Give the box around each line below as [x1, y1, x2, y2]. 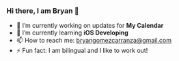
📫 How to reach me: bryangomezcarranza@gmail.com [16, 37, 172, 45]
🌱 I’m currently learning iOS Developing [16, 28, 129, 37]
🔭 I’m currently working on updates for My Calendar [16, 22, 164, 30]
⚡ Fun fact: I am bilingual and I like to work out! [16, 47, 148, 55]
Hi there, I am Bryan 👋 [6, 6, 79, 16]
